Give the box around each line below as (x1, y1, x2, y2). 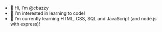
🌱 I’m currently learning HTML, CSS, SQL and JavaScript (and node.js (10, 16, 157, 21)
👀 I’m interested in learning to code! (10, 10, 85, 16)
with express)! (10, 21, 40, 27)
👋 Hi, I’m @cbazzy (10, 5, 49, 11)
